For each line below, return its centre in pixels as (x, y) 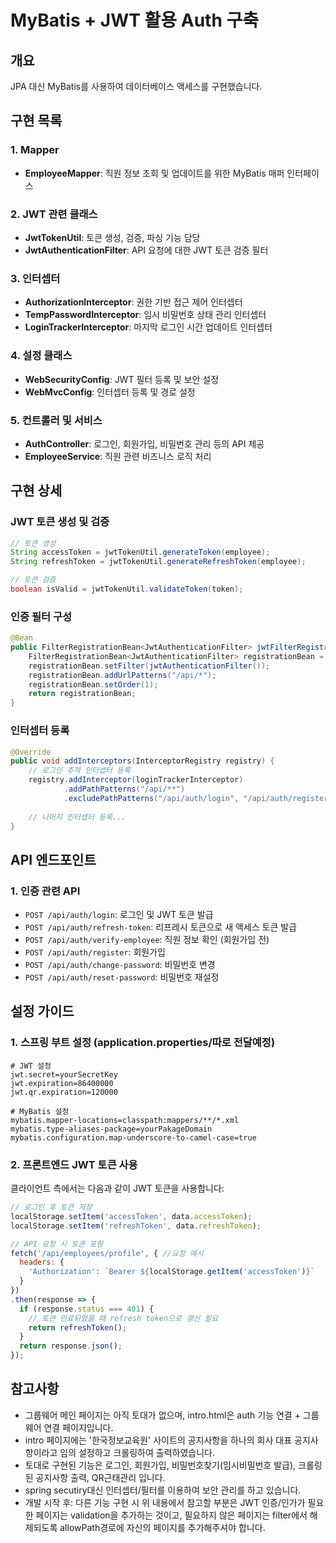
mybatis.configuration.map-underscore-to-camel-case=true (133, 1137)
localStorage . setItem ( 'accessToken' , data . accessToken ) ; (131, 1216)
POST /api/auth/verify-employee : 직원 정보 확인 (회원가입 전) (147, 940)
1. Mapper (35, 150)
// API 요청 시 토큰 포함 (57, 1244)
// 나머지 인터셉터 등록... (77, 817)
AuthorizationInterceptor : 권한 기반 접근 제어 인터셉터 (133, 302)
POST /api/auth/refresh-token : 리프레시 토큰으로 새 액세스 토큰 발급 (160, 927)
